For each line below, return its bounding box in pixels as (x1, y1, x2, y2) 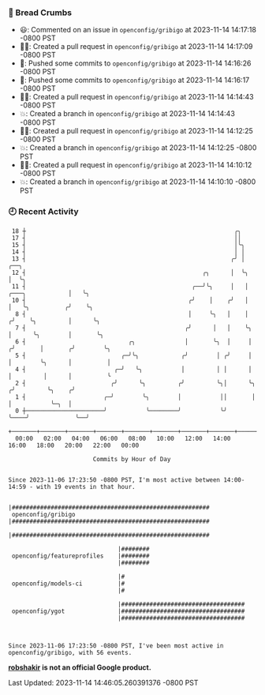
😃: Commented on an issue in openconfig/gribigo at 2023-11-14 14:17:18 (19, 25, 256, 35)
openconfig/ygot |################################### (11, 607, 245, 615)
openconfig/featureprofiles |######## (11, 552, 150, 560)
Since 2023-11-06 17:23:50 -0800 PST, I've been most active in (8, 641, 224, 650)
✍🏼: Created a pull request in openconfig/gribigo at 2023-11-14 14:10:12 (19, 160, 252, 170)
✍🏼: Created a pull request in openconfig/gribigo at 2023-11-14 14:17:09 (19, 42, 253, 51)
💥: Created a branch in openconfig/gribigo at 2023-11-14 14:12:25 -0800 (19, 143, 257, 152)
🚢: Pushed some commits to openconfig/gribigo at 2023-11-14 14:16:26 (19, 58, 252, 68)
